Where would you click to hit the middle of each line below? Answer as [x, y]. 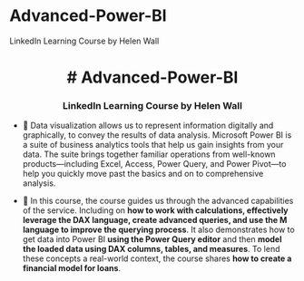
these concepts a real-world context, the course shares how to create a [157, 258]
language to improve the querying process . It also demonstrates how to [158, 230]
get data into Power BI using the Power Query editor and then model [152, 239]
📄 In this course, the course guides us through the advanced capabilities [158, 201]
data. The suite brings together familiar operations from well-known [149, 154]
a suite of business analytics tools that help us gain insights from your [153, 145]
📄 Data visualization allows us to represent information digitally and [148, 126]
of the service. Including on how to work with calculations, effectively [155, 210]
